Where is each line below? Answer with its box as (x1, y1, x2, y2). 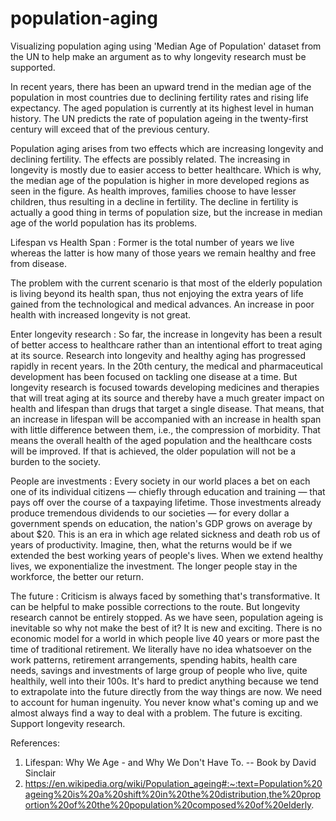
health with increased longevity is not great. (10, 308, 192, 321)
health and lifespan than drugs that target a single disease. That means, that (10, 402, 325, 414)
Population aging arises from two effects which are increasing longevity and (10, 142, 324, 154)
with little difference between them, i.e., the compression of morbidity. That (10, 423, 321, 436)
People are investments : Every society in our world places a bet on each (10, 475, 311, 487)
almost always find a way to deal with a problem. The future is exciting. (10, 707, 303, 719)
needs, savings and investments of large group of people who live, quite (10, 664, 308, 676)
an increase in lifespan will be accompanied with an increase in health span (10, 413, 322, 425)
